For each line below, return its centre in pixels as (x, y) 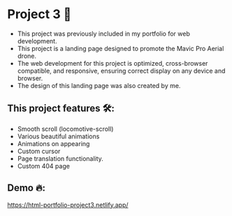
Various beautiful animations (58, 136)
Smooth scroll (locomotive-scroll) (65, 129)
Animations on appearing (53, 143)
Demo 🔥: (27, 188)
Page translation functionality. (60, 158)
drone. (27, 56)
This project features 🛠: (61, 109)
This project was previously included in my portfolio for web (103, 34)
